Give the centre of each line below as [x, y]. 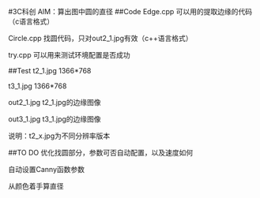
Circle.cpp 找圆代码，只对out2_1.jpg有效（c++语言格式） [100, 38]
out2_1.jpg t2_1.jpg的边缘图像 [55, 102]
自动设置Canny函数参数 [47, 169]
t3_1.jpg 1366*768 [38, 86]
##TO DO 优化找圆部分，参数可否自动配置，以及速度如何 [101, 153]
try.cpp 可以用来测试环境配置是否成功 [69, 55]
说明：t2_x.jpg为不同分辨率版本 [59, 136]
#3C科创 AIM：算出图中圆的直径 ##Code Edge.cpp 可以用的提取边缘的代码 [130, 11]
